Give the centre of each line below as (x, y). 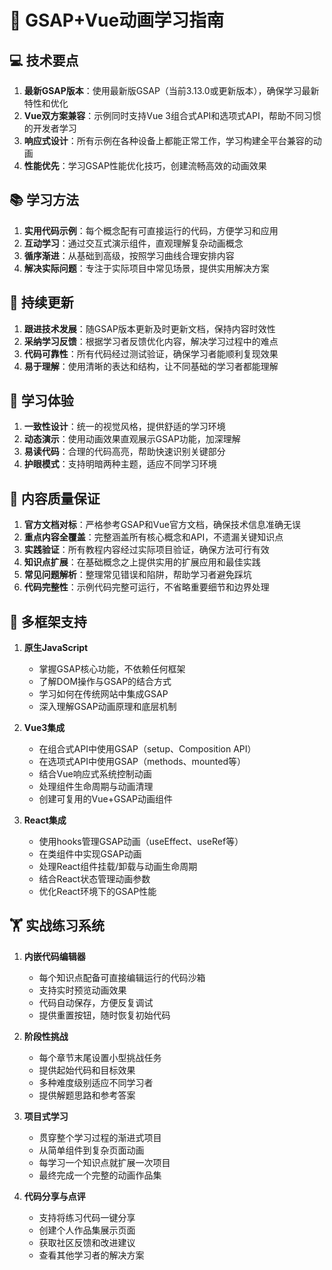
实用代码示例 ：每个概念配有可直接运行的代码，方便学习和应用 (151, 230)
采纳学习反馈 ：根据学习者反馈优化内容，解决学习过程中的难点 (151, 341)
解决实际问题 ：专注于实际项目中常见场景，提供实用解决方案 (146, 268)
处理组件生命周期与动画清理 (96, 787)
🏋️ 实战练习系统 (57, 926)
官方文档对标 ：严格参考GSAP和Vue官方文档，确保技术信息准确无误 (162, 525)
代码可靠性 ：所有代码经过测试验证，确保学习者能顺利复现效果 (151, 353)
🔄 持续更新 (41, 302)
